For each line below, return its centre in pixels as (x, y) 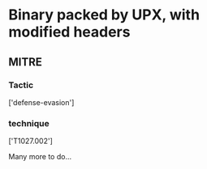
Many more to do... (40, 157)
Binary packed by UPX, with (104, 15)
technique (29, 123)
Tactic (21, 85)
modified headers (69, 32)
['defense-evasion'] (41, 102)
